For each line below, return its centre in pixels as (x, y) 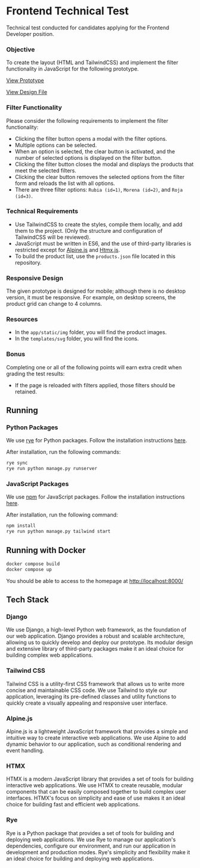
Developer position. (30, 34)
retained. (26, 391)
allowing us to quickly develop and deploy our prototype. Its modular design (100, 642)
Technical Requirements (42, 211)
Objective (21, 49)
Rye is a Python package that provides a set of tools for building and (90, 833)
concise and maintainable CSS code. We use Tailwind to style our (87, 690)
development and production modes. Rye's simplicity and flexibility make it (98, 852)
